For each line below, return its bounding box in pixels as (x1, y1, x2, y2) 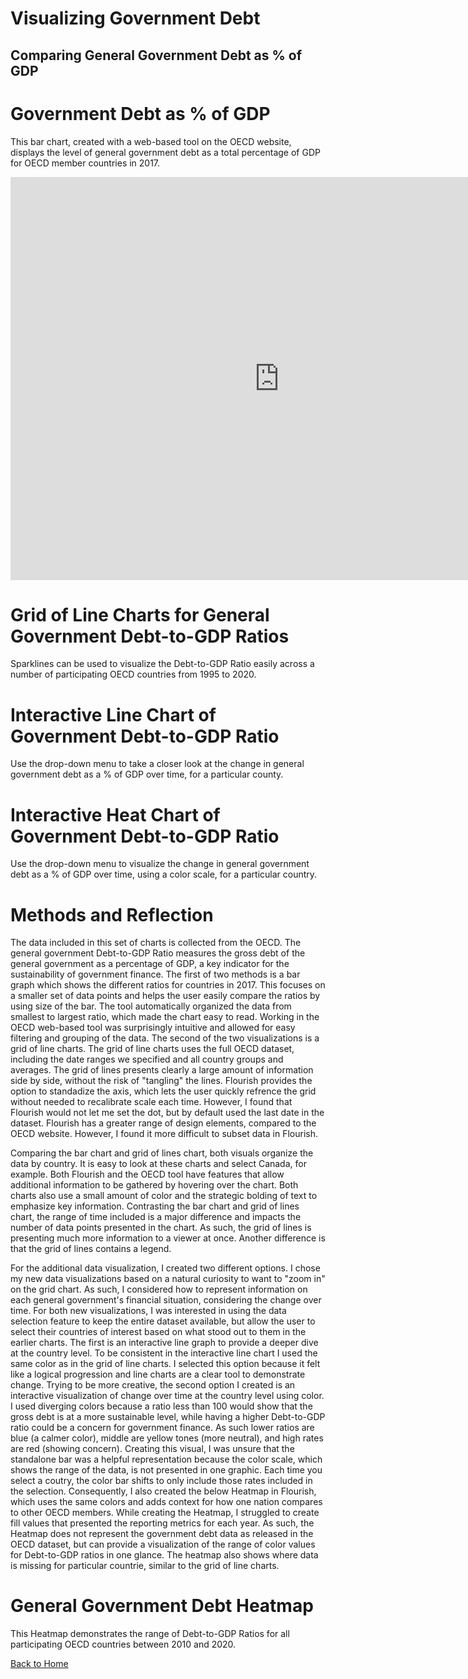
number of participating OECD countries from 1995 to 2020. (10, 668, 257, 681)
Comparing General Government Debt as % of (10, 47, 303, 64)
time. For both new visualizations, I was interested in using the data (10, 1305, 287, 1317)
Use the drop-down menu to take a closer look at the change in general (10, 758, 305, 770)
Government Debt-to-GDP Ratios (10, 625, 290, 647)
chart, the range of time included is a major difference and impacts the (10, 1211, 302, 1223)
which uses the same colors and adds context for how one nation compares (10, 1496, 323, 1508)
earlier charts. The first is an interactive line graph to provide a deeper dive (10, 1337, 319, 1349)
